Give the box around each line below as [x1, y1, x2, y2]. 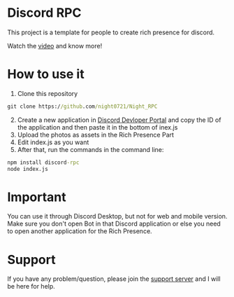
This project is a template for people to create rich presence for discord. [7, 28, 215, 36]
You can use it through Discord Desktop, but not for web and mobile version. [7, 212, 228, 221]
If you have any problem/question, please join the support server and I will [7, 275, 221, 283]
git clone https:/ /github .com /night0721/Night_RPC [7, 103, 158, 110]
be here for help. [7, 282, 56, 291]
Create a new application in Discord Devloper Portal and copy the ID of [17, 116, 221, 124]
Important [7, 189, 66, 205]
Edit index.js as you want [17, 138, 89, 146]
